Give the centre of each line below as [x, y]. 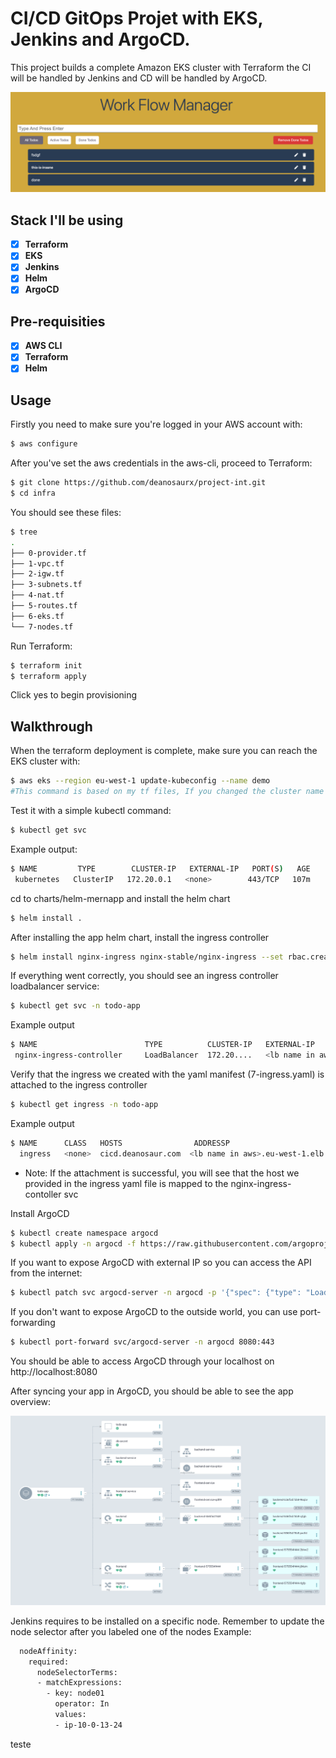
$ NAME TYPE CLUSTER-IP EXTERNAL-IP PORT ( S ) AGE [160, 868]
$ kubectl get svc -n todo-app [75, 1006]
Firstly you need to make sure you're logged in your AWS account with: [156, 424]
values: [70, 1715]
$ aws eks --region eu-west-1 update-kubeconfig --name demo [140, 781]
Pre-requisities [58, 321]
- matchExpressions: [79, 1683]
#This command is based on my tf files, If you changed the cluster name [167, 792]
